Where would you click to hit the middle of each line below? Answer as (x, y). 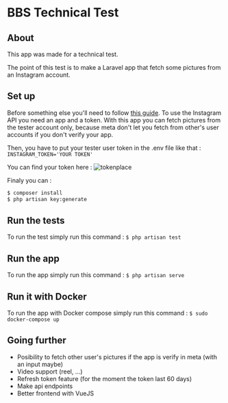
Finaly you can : (29, 180)
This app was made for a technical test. (63, 54)
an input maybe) (40, 364)
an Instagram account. (39, 75)
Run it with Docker (47, 297)
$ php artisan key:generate (47, 199)
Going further (37, 340)
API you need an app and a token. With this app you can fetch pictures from (114, 120)
